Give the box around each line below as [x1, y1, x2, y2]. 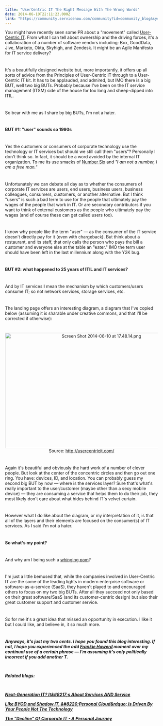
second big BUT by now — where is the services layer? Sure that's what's [5, 480, 153, 486]
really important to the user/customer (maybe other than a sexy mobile [5, 485, 147, 491]
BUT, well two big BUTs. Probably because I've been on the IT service [5, 83, 145, 88]
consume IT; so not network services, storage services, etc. [5, 288, 125, 294]
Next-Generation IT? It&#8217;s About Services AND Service [5, 692, 130, 697]
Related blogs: [5, 673, 35, 678]
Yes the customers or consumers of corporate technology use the [5, 144, 137, 149]
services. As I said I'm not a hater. [5, 523, 73, 529]
